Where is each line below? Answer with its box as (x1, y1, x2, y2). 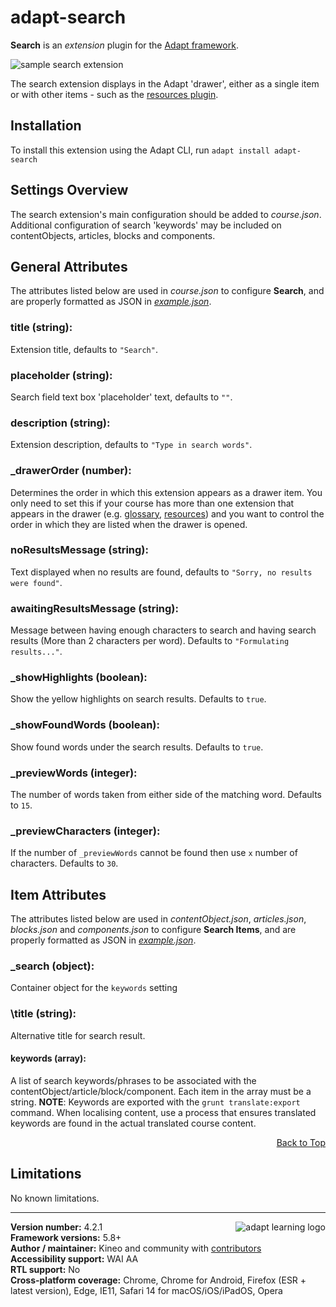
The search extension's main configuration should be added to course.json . (10, 208, 322, 220)
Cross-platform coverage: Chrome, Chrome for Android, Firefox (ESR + (10, 1274, 307, 1286)
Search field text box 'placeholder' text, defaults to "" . (10, 391, 233, 403)
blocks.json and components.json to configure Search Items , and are (10, 924, 297, 936)
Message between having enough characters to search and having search (10, 624, 317, 636)
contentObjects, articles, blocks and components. (10, 229, 216, 241)
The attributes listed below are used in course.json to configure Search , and (10, 285, 325, 297)
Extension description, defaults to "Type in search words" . (10, 439, 253, 451)
